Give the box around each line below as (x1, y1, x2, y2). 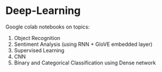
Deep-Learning (5, 4, 81, 17)
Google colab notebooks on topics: (5, 23, 90, 30)
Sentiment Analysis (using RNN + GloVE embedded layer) (13, 41, 153, 48)
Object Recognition (13, 34, 61, 41)
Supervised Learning (13, 46, 65, 53)
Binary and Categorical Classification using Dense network (13, 59, 156, 66)
